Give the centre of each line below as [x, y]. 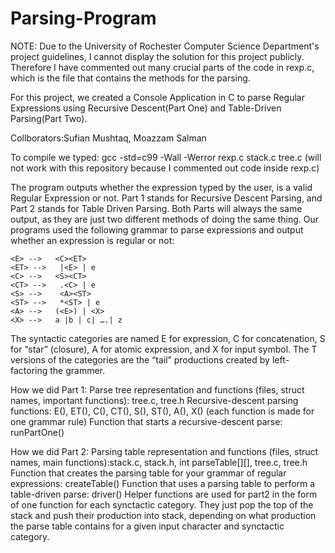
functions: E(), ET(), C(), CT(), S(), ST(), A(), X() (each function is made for [162, 411]
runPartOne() [37, 432]
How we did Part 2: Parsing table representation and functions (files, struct [164, 451]
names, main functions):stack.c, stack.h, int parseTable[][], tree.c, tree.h [159, 462]
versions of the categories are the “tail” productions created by [140, 359]
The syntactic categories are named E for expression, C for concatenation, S [168, 338]
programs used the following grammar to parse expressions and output [157, 229]
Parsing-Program [83, 18]
